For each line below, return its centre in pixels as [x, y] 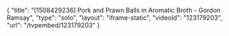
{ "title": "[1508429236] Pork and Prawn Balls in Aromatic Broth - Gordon [114, 10]
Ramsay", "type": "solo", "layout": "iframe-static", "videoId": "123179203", [114, 18]
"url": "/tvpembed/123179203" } [53, 25]
